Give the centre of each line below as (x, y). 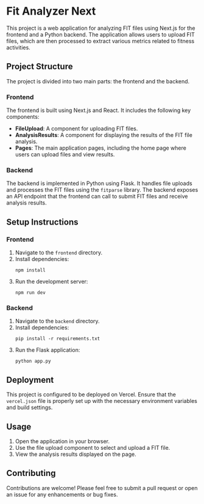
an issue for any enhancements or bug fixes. (62, 494)
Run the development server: (51, 282)
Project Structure (40, 67)
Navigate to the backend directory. (57, 321)
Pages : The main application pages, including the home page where (101, 148)
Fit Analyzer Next (51, 11)
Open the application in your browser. (62, 441)
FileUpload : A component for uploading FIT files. (76, 128)
